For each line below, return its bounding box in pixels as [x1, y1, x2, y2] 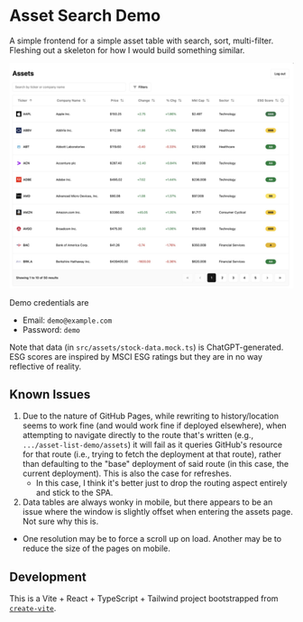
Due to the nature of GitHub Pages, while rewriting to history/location [22, 411, 280, 422]
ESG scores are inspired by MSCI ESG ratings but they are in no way [9, 351, 263, 361]
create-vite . [9, 603, 57, 614]
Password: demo [22, 324, 81, 334]
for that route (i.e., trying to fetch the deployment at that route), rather [22, 449, 281, 460]
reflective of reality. [9, 361, 82, 371]
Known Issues [9, 387, 91, 402]
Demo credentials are [9, 297, 89, 307]
